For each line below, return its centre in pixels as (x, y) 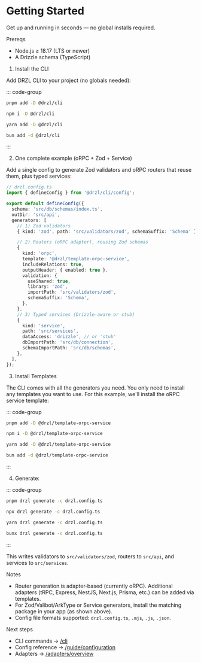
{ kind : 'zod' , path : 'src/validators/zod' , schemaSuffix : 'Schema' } (107, 232)
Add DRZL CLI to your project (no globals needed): (69, 80)
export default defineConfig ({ (45, 204)
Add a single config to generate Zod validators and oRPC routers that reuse (99, 170)
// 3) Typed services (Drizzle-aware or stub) (76, 314)
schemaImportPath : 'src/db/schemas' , (69, 348)
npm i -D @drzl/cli (31, 114)
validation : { (40, 276)
